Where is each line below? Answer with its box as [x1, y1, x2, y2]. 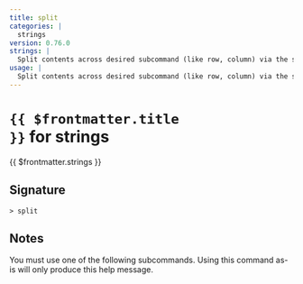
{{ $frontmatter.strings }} [9, 156, 102, 167]
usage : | [9, 64, 42, 73]
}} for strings [9, 126, 110, 147]
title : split [9, 13, 59, 23]
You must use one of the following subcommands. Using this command [9, 254, 274, 266]
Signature [9, 182, 66, 198]
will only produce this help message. [17, 264, 153, 275]
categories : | [9, 22, 63, 31]
